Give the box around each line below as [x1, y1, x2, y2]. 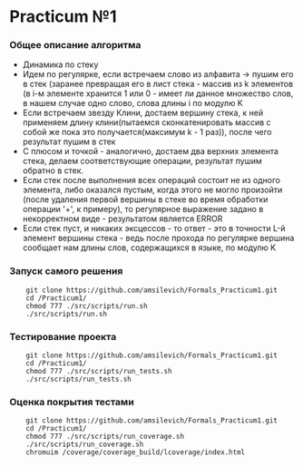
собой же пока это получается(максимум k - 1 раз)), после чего [22, 127, 272, 138]
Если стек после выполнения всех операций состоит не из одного [22, 175, 281, 186]
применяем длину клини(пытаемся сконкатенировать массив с [22, 117, 271, 128]
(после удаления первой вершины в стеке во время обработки [22, 194, 269, 205]
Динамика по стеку [22, 59, 99, 70]
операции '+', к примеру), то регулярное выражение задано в [22, 204, 264, 215]
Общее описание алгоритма [9, 39, 142, 52]
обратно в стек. [22, 165, 84, 176]
